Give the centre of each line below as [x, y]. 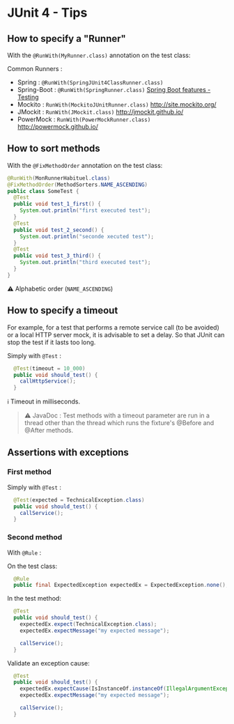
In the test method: [34, 599]
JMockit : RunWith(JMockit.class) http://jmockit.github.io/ [100, 112]
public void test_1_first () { [57, 204]
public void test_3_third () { [57, 256]
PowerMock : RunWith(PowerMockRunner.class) [84, 119]
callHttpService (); [48, 381]
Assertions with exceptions [68, 452]
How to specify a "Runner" [67, 39]
